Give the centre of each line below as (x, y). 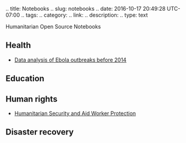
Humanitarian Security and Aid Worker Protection (75, 114)
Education (25, 79)
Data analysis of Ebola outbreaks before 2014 (70, 60)
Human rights (32, 99)
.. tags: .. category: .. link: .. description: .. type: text (85, 15)
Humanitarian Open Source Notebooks (53, 27)
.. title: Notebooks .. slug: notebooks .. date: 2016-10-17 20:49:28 (86, 9)
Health (18, 45)
